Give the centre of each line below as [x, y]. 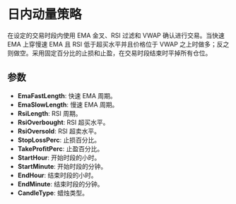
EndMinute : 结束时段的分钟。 [60, 184]
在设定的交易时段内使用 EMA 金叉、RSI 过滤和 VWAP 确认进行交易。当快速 [116, 35]
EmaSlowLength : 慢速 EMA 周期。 [68, 104]
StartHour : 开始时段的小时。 [59, 157]
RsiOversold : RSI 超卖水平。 [59, 131]
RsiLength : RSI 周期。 [49, 113]
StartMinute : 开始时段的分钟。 [62, 166]
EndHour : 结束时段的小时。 [57, 175]
